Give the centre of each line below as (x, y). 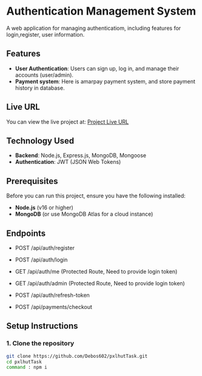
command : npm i (27, 367)
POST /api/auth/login (41, 260)
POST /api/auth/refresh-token (52, 295)
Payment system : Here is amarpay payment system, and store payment (105, 81)
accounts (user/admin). (44, 75)
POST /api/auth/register (45, 248)
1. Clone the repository (40, 344)
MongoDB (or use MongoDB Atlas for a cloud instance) (84, 214)
